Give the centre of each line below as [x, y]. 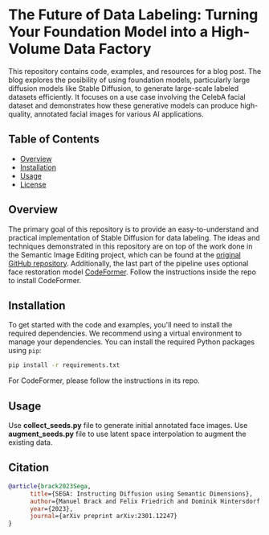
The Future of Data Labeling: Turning [133, 15]
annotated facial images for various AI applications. [119, 113]
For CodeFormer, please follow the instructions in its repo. [104, 381]
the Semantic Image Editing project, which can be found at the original [124, 254]
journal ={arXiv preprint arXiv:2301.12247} [104, 516]
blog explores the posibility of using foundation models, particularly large [129, 80]
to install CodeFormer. [45, 280]
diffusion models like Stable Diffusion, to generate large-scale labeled [124, 88]
